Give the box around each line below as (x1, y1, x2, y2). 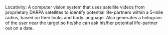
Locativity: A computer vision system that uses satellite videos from (5, 4, 145, 10)
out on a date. (5, 25, 34, 31)
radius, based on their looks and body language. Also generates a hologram (5, 15, 162, 20)
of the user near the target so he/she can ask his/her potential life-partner (5, 20, 158, 26)
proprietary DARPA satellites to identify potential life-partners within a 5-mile (5, 9, 163, 15)
